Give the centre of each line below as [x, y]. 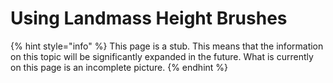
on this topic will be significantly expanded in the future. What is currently [162, 56]
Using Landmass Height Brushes [149, 18]
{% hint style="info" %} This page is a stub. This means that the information [167, 46]
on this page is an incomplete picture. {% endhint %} [119, 67]
